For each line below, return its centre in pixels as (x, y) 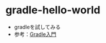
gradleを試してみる (37, 27)
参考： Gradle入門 (35, 34)
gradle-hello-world (53, 10)
